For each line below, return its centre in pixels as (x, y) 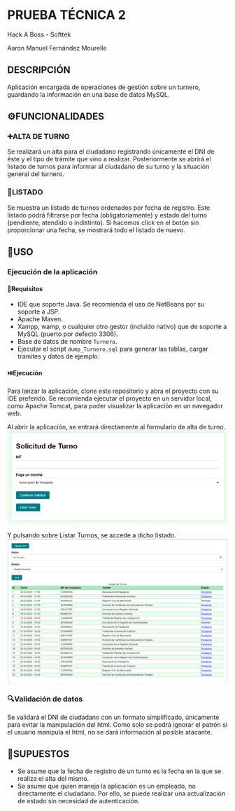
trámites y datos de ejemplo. (58, 356)
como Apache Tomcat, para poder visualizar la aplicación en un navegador (115, 406)
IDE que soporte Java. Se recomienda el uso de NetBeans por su (111, 304)
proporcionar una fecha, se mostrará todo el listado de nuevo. (96, 230)
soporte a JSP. (38, 311)
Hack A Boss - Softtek (39, 34)
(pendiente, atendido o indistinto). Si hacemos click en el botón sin (103, 222)
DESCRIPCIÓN (39, 70)
